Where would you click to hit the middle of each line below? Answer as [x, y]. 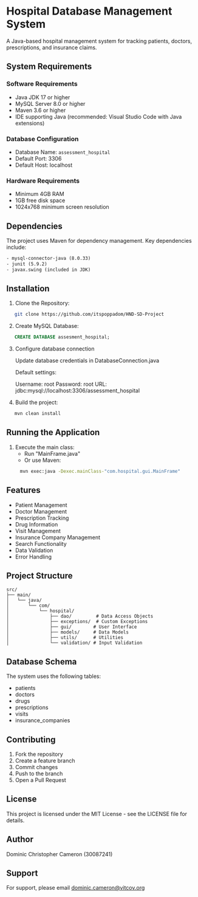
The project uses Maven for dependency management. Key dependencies [99, 241]
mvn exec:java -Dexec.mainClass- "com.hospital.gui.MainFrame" [100, 471]
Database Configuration [43, 139]
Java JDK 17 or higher [43, 97]
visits [22, 714]
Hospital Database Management [89, 11]
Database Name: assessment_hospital [63, 152]
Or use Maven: [43, 460]
